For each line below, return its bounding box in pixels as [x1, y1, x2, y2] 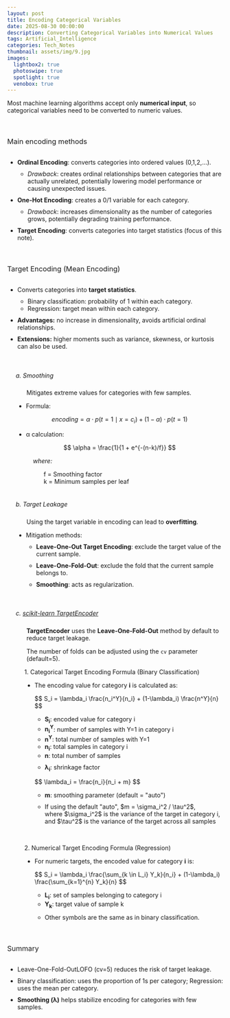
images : [7, 55, 30, 62]
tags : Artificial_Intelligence [7, 36, 97, 43]
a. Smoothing [16, 371, 54, 380]
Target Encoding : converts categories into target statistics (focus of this [16, 227, 222, 235]
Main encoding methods [7, 137, 88, 146]
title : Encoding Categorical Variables [7, 16, 122, 23]
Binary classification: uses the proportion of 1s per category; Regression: [16, 976, 223, 985]
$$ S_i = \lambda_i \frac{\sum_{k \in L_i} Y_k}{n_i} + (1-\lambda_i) [34, 870, 220, 879]
